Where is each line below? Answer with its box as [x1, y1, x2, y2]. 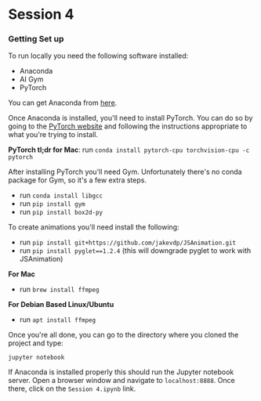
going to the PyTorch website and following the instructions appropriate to [8, 121, 248, 131]
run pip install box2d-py [19, 208, 103, 217]
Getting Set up [8, 34, 64, 45]
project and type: [8, 338, 64, 348]
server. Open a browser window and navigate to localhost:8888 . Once [8, 376, 235, 385]
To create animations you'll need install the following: [8, 222, 179, 232]
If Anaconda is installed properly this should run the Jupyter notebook [8, 367, 234, 377]
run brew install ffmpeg [19, 284, 100, 294]
